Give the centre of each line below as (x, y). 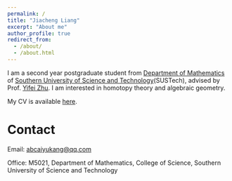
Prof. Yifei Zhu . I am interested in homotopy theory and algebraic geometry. (116, 88)
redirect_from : (30, 40)
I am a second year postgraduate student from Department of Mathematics (116, 73)
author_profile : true (39, 33)
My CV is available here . (42, 101)
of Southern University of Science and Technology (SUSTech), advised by (114, 80)
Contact (31, 130)
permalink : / (26, 14)
